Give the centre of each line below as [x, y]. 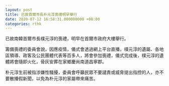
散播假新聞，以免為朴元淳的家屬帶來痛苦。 [54, 78]
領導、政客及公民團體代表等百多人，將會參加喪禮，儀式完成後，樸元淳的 [84, 55]
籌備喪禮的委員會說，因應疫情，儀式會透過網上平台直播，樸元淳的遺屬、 [80, 49]
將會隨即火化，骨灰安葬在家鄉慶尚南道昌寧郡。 [58, 62]
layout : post [19, 10]
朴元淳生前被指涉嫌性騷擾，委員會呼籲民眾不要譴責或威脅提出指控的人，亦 [82, 72]
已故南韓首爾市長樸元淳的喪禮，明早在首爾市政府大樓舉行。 [67, 38]
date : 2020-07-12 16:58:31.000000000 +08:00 [53, 19]
